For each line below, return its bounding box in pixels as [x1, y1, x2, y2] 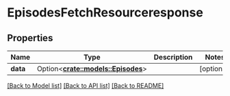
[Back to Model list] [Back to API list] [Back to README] [7, 82, 164, 90]
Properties [7, 32, 53, 44]
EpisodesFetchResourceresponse [7, 5, 203, 21]
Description [153, 53, 193, 62]
